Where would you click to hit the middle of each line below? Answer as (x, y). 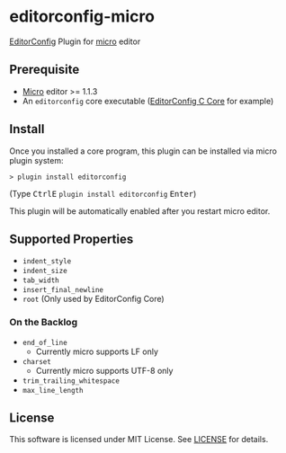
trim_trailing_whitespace (71, 381)
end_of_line (45, 342)
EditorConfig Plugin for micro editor (75, 41)
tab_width (41, 280)
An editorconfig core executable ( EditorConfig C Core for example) (148, 101)
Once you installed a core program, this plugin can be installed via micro (143, 151)
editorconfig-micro (82, 17)
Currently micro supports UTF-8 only (104, 370)
